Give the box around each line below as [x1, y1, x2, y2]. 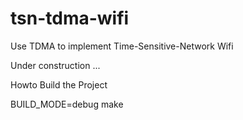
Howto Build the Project [10, 78, 108, 91]
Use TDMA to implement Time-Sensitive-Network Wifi [10, 40, 234, 52]
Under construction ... [10, 59, 101, 71]
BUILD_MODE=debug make [10, 98, 124, 110]
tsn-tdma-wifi [10, 7, 130, 30]
